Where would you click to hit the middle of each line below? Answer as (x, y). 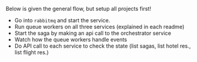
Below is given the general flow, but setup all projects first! (79, 9)
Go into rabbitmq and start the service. (62, 20)
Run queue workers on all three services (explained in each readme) (99, 27)
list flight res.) (31, 52)
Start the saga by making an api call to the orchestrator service (93, 33)
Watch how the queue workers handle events (71, 39)
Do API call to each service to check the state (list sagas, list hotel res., (102, 46)
